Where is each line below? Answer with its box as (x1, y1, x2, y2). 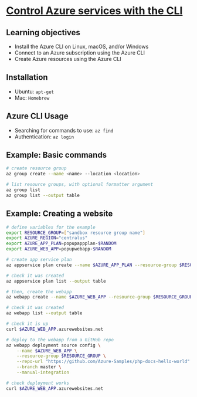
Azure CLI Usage (6, 111, 69, 121)
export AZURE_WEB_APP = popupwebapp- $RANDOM (6, 246, 111, 252)
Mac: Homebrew (14, 94, 50, 101)
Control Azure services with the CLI (6, 4, 183, 18)
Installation (6, 72, 48, 83)
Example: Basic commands (6, 150, 107, 160)
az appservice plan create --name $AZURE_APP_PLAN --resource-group (6, 262, 177, 268)
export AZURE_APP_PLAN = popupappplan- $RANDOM (6, 240, 117, 247)
